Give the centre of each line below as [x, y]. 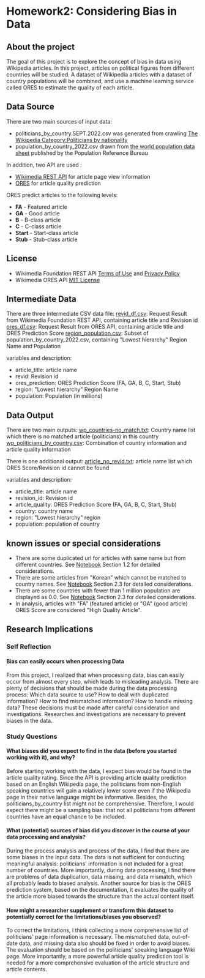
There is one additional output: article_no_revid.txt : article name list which [99, 461]
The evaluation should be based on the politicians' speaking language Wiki [101, 950]
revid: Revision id [37, 376]
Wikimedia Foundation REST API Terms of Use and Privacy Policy [98, 273]
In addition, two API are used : [44, 165]
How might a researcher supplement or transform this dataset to [90, 910]
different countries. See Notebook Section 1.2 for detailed [88, 565]
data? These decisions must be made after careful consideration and [93, 707]
